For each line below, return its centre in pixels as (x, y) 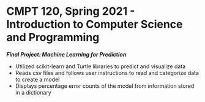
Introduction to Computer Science (95, 24)
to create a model (37, 79)
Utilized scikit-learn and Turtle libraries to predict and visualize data (100, 66)
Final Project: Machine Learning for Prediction (66, 54)
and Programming (53, 37)
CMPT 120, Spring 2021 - (71, 11)
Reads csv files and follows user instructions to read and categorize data (107, 73)
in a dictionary (33, 92)
